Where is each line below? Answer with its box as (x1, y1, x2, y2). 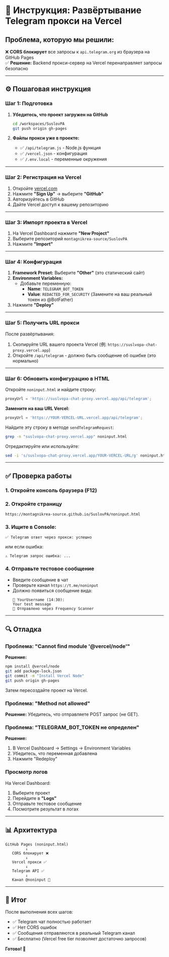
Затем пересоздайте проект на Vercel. (5, 687, 88, 693)
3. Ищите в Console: (5, 523, 57, 530)
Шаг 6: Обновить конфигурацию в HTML (5, 375, 110, 382)
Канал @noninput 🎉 (12, 877, 51, 882)
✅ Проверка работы (5, 472, 72, 480)
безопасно (5, 66, 29, 71)
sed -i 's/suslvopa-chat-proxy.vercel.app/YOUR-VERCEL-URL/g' (5, 453, 138, 458)
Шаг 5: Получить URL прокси (5, 319, 79, 326)
